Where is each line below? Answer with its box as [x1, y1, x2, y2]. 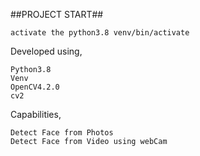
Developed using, [10, 45, 83, 57]
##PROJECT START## [10, 9, 104, 20]
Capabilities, [10, 109, 62, 120]
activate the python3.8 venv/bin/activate [10, 28, 190, 38]
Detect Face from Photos [10, 128, 114, 138]
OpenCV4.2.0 [10, 82, 60, 92]
